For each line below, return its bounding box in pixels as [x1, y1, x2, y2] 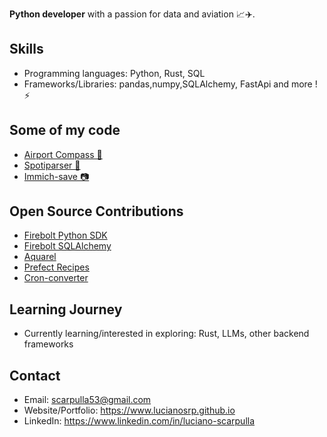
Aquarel [23, 251, 57, 263]
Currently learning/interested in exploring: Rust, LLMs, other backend [23, 328, 310, 340]
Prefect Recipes [23, 261, 90, 273]
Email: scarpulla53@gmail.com [23, 394, 152, 406]
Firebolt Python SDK [23, 229, 108, 242]
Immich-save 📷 [23, 170, 90, 182]
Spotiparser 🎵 [23, 159, 81, 171]
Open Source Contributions [9, 203, 184, 220]
